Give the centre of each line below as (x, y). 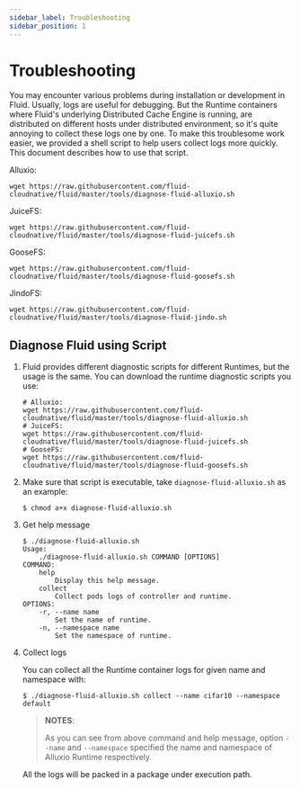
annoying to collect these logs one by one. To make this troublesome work (147, 134)
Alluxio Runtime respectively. (98, 758)
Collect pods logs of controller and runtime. (144, 596)
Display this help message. (107, 581)
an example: (45, 492)
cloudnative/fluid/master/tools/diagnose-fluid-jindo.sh (118, 318)
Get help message (56, 525)
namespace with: (54, 679)
